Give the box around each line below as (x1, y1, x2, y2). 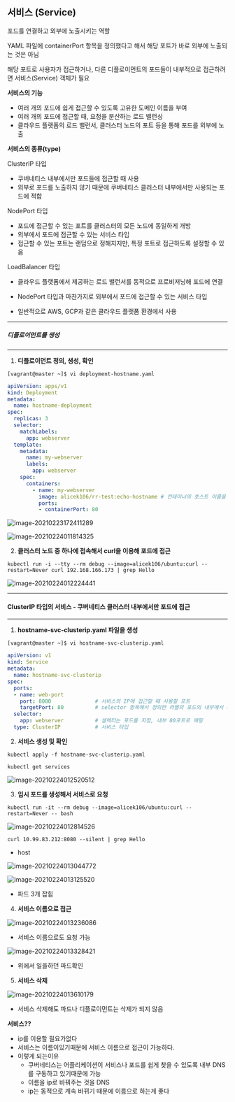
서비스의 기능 (7, 88, 43, 96)
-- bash (51, 810, 73, 817)
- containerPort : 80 (38, 506, 99, 513)
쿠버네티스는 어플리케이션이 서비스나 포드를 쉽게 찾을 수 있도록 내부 (27, 1060, 211, 1068)
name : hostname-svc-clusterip (13, 672, 101, 679)
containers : (25, 480, 61, 487)
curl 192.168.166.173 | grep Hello (51, 567, 155, 574)
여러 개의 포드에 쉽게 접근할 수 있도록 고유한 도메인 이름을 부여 (17, 103, 187, 112)
